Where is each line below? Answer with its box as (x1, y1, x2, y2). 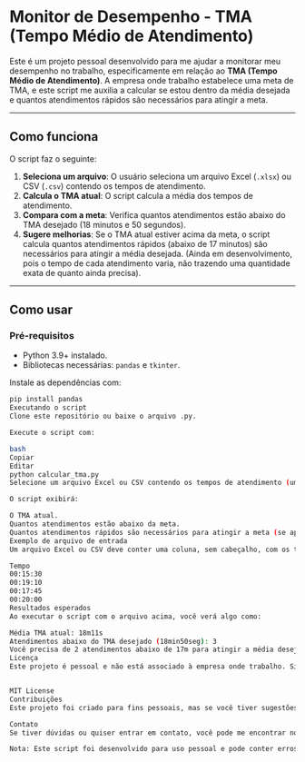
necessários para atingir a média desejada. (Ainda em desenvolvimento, (22, 248, 293, 259)
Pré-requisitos (9, 330, 74, 342)
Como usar (9, 302, 74, 318)
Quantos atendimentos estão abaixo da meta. (9, 520, 181, 529)
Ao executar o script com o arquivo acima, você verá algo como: (9, 611, 261, 621)
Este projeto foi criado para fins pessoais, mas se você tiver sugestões (9, 703, 299, 712)
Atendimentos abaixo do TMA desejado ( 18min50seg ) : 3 (9, 637, 218, 646)
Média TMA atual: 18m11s (9, 628, 103, 638)
